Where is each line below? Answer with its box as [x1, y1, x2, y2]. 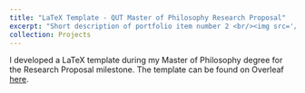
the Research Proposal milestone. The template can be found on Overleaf [9, 64, 284, 75]
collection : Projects [9, 30, 92, 39]
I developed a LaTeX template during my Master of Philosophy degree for [9, 55, 283, 66]
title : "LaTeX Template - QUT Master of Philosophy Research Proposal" [9, 13, 286, 23]
